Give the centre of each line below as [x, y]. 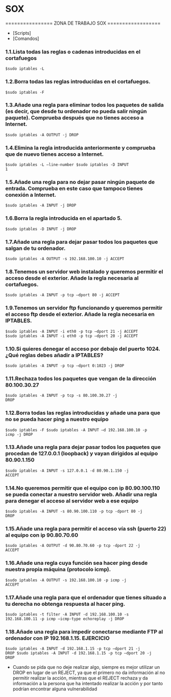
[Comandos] [26, 38]
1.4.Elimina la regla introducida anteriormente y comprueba [80, 147]
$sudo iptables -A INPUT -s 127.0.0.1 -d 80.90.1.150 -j [67, 471]
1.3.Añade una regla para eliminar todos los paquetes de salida [85, 105]
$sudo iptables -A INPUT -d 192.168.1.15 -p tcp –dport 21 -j [73, 649]
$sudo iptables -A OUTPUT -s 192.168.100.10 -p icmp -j [66, 580]
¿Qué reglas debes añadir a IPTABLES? [54, 355]
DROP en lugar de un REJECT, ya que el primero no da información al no [89, 673]
